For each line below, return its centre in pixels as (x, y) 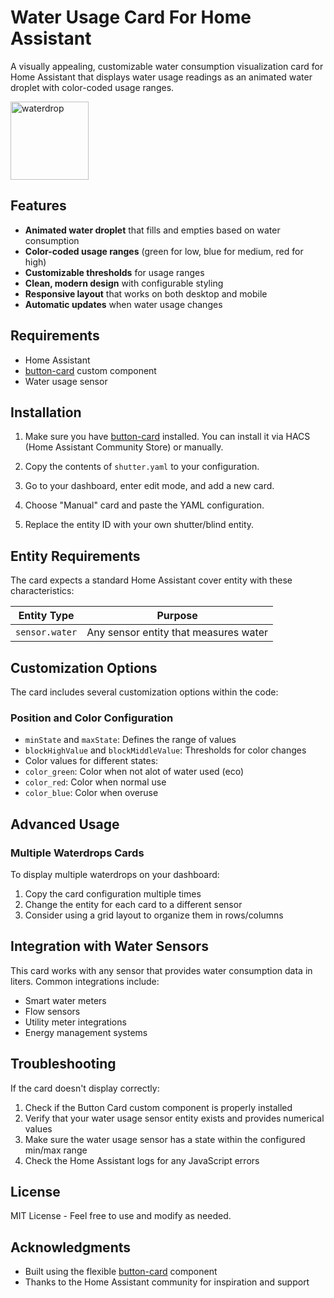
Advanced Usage (65, 824)
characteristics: (42, 591)
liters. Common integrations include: (85, 981)
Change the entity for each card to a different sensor (133, 904)
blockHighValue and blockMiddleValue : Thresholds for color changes (165, 750)
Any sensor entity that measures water (177, 633)
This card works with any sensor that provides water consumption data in (161, 970)
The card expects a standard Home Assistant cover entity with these (151, 580)
